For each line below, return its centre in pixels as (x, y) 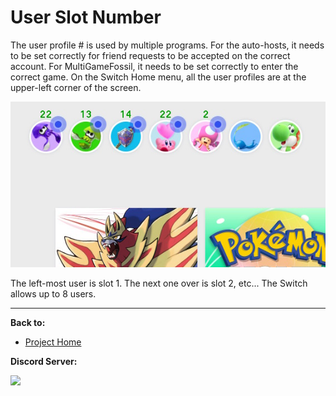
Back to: (28, 323)
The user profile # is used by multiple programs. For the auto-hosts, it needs (167, 45)
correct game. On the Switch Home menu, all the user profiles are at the (158, 77)
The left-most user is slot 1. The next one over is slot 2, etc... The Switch (159, 283)
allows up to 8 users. (53, 294)
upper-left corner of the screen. (76, 87)
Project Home (53, 342)
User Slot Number (86, 17)
